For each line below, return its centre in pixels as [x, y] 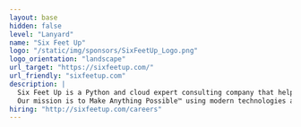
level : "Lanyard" [42, 34]
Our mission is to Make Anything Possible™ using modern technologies [152, 101]
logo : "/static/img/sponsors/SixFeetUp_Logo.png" [104, 51]
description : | [38, 84]
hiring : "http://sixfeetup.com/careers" [86, 109]
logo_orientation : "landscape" [68, 59]
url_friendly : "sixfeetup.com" [68, 76]
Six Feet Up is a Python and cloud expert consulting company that [146, 92]
